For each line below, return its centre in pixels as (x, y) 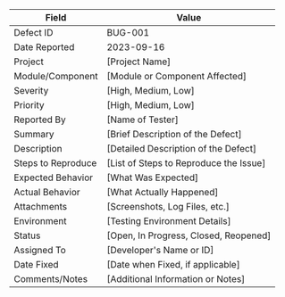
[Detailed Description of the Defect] (182, 148)
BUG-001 (128, 33)
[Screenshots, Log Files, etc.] (168, 206)
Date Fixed (37, 264)
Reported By (40, 120)
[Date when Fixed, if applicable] (173, 264)
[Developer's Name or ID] (160, 250)
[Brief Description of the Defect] (174, 134)
